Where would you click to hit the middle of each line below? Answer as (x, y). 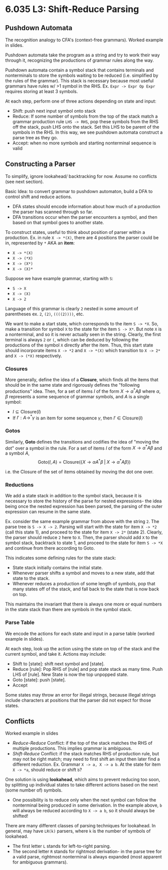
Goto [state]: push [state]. (39, 679)
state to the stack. (31, 578)
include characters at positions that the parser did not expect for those (78, 700)
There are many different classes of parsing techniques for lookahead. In (80, 826)
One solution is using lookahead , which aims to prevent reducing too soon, (83, 779)
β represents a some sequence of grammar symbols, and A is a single (77, 396)
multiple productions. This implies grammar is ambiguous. (72, 748)
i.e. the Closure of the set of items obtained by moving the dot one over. (79, 472)
